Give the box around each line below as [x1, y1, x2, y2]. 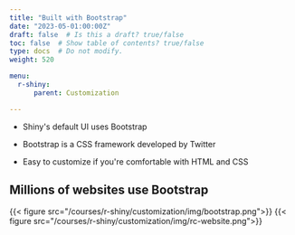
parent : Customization [33, 88, 119, 98]
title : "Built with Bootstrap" [9, 13, 128, 23]
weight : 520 [9, 55, 54, 64]
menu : [9, 71, 30, 81]
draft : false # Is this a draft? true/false [9, 30, 184, 39]
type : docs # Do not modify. [9, 47, 124, 56]
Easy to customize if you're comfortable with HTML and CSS [22, 155, 249, 167]
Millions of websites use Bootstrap [9, 183, 209, 198]
